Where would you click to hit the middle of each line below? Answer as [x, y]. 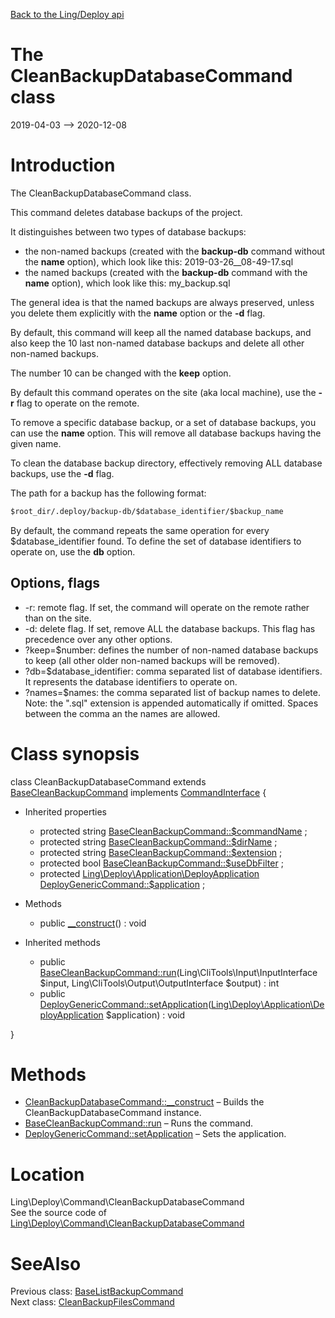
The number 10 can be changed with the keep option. [121, 373]
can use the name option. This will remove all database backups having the [166, 433]
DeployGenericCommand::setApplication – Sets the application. [155, 1134]
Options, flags [55, 583]
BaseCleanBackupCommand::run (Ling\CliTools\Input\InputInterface [178, 972]
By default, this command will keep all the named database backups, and [161, 332]
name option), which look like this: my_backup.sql [127, 283]
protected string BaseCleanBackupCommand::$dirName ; [158, 841]
